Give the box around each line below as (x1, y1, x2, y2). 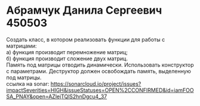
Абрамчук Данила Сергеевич (6, 4, 162, 17)
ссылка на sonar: (6, 80, 50, 87)
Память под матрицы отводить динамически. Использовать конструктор (6, 61, 194, 68)
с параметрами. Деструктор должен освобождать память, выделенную (6, 67, 191, 74)
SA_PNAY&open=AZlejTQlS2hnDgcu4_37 (6, 93, 107, 100)
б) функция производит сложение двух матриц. (6, 55, 128, 62)
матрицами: (6, 42, 37, 49)
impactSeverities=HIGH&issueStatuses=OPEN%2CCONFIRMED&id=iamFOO (6, 86, 194, 93)
